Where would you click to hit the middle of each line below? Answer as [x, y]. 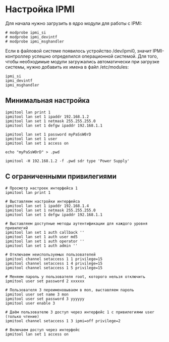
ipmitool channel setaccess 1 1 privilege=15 [54, 259]
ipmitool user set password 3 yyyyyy [45, 299]
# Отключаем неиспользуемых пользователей [50, 254]
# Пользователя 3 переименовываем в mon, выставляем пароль [70, 290]
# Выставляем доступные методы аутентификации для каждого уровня [76, 224]
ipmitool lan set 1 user [31, 139]
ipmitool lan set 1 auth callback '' [45, 232]
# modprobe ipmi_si [26, 32]
